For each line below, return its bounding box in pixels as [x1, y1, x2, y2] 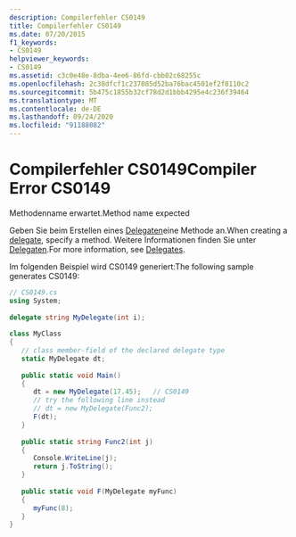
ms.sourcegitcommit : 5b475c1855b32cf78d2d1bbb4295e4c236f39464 [9, 87, 250, 96]
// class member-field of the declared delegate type [21, 346, 226, 355]
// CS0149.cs [9, 287, 58, 297]
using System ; [9, 296, 62, 305]
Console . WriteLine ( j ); [32, 454, 118, 463]
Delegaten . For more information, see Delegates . [9, 244, 185, 254]
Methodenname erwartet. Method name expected [9, 207, 190, 219]
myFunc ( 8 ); [32, 503, 74, 513]
